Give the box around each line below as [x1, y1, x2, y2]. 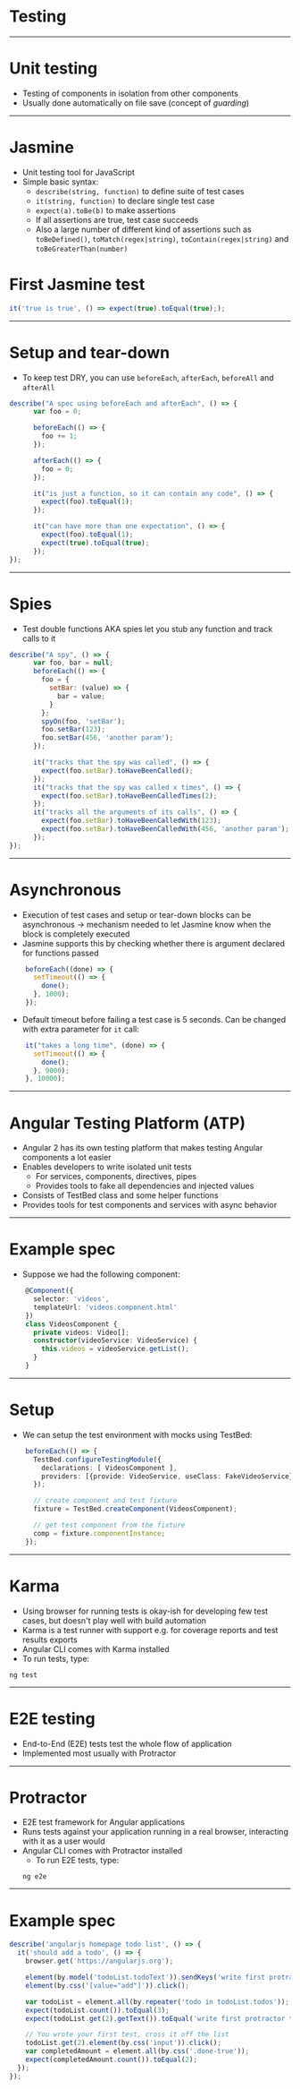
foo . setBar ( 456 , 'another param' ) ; [41, 733, 174, 742]
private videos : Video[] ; [32, 1328, 129, 1337]
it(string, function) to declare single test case [35, 195, 215, 206]
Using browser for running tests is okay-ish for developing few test [21, 1605, 269, 1616]
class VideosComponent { [25, 1319, 118, 1329]
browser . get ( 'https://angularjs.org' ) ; [25, 1956, 174, 1966]
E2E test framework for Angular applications [21, 1817, 186, 1828]
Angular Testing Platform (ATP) [9, 1113, 246, 1134]
